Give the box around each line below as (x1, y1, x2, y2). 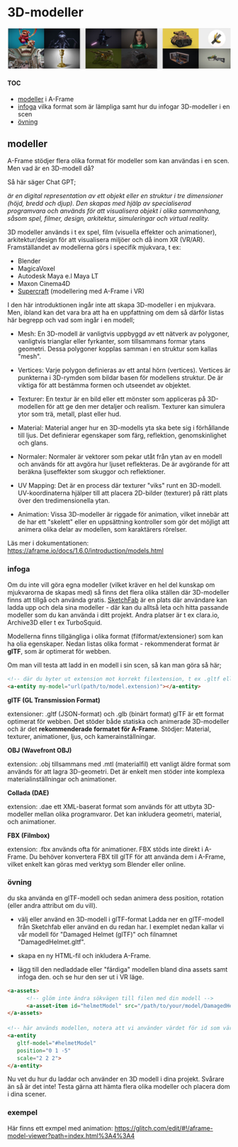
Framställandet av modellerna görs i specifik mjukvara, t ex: (7, 243, 181, 252)
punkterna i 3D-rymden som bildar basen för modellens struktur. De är (17, 373, 224, 382)
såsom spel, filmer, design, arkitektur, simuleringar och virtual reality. (7, 214, 210, 223)
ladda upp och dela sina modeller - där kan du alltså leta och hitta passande (7, 603, 229, 611)
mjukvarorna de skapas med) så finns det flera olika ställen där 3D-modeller (7, 588, 229, 596)
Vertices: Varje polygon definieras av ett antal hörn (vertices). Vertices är (17, 366, 231, 375)
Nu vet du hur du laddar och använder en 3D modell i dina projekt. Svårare (7, 1075, 225, 1083)
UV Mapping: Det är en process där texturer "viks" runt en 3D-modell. (17, 481, 222, 490)
